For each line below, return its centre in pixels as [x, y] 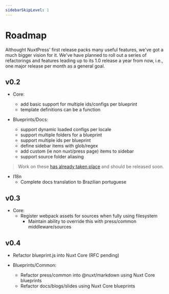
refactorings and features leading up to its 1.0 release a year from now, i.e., [84, 60]
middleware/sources [50, 227]
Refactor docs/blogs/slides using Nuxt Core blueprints [78, 286]
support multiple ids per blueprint [56, 140]
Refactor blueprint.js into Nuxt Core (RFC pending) [66, 255]
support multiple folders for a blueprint [61, 135]
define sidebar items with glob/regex [59, 146]
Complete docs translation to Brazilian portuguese [73, 182]
